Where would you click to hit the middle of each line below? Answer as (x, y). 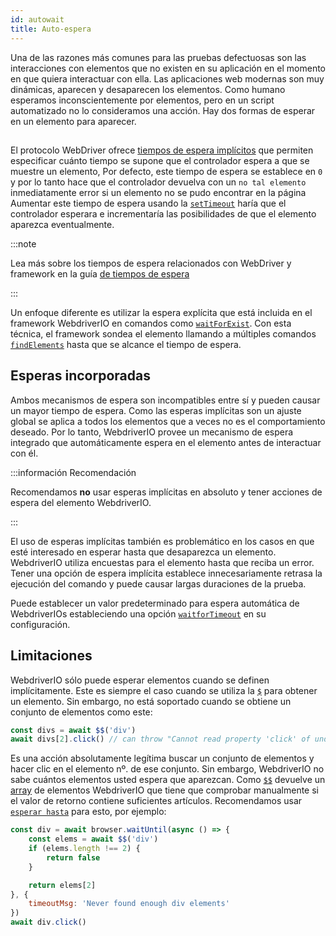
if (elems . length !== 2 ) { (84, 849)
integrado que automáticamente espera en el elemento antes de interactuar (166, 442)
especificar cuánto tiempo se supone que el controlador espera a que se (160, 160)
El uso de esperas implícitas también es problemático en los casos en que (162, 541)
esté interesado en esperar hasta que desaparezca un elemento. (143, 552)
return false (73, 857)
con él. (24, 453)
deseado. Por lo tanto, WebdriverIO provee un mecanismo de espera (152, 432)
